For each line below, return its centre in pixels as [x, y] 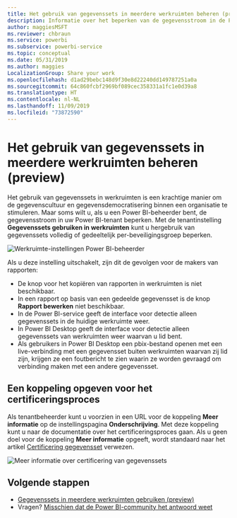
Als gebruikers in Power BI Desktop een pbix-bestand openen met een [120, 343]
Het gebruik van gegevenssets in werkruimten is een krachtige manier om [115, 197]
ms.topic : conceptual [39, 54]
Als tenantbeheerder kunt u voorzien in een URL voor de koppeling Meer [113, 416]
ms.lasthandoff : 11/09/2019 [49, 106]
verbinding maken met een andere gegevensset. [88, 366]
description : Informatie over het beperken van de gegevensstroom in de [116, 21]
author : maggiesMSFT [38, 27]
